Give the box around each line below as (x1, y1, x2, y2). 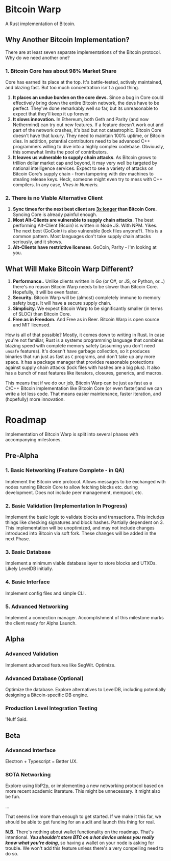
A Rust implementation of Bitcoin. (5, 21, 76, 27)
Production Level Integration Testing (5, 705, 98, 712)
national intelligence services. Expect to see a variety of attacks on (12, 165, 154, 171)
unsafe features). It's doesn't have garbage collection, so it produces (5, 348, 150, 355)
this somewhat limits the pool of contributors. (12, 149, 108, 155)
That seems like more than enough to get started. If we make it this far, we (5, 813, 162, 819)
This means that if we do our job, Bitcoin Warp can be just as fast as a (5, 380, 152, 386)
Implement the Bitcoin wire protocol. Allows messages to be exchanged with (5, 478, 166, 484)
